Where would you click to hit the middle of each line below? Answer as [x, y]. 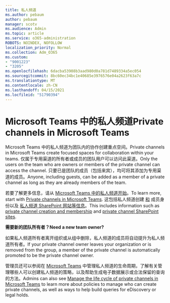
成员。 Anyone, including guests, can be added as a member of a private [89, 177]
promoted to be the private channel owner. [50, 255]
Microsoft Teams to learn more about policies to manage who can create [81, 284]
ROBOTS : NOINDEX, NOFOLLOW [34, 43]
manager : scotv [21, 24]
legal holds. [17, 295]
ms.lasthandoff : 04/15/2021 [35, 90]
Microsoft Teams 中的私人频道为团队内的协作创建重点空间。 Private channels [85, 147]
